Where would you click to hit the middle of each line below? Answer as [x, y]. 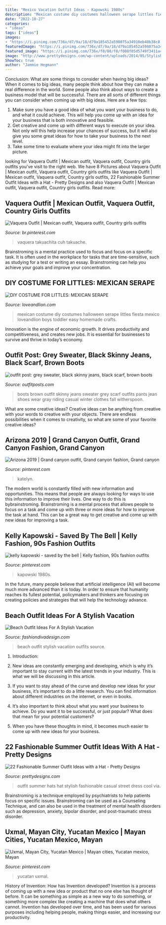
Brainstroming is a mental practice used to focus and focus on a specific [79, 252]
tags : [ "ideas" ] [22, 33]
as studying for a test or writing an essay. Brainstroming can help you [76, 262]
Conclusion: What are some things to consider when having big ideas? [77, 79]
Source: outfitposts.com [30, 384]
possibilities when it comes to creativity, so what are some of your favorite [81, 419]
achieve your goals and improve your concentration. [58, 267]
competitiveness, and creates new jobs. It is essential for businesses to [78, 334]
